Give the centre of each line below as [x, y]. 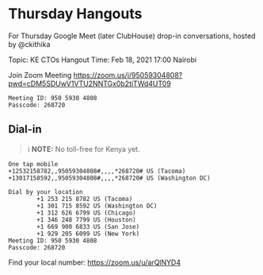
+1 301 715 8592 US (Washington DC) [97, 206]
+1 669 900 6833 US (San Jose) [88, 227]
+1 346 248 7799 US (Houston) [86, 219]
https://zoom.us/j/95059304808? [128, 75]
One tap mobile [33, 164]
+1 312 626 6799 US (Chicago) [86, 213]
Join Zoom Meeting [40, 75]
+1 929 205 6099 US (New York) [88, 234]
